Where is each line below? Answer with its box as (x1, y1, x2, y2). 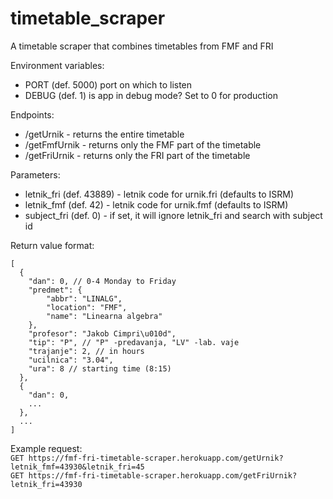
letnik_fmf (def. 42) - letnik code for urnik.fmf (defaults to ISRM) (24, 198, 289, 211)
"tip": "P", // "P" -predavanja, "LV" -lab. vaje (28, 337, 240, 347)
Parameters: (10, 168, 61, 181)
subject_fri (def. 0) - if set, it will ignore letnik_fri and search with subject (24, 209, 323, 221)
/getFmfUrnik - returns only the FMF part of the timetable (24, 138, 262, 151)
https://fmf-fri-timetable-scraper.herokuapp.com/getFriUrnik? (28, 470, 298, 481)
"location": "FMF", (46, 302, 128, 312)
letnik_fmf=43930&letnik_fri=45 (10, 462, 145, 472)
